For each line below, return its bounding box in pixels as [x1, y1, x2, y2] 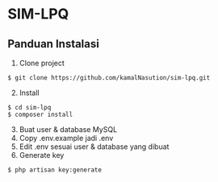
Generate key [19, 151, 65, 159]
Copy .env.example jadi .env [19, 134, 114, 143]
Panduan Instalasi [7, 37, 100, 51]
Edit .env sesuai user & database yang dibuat [19, 142, 170, 151]
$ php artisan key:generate [7, 166, 103, 174]
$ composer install [7, 110, 73, 118]
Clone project [19, 58, 65, 68]
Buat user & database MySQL [19, 125, 118, 134]
